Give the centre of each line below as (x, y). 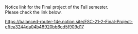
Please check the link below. (34, 12)
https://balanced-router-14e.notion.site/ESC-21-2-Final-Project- (69, 22)
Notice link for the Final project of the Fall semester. (57, 7)
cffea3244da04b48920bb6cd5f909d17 (44, 27)
